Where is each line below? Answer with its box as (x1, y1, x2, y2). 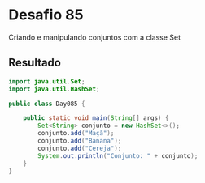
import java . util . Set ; (8, 77, 85, 86)
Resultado (8, 56, 61, 70)
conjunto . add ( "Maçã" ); (37, 130, 115, 138)
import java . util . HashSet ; (8, 85, 100, 93)
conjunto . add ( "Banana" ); (37, 137, 122, 145)
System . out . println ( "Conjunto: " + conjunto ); (37, 151, 198, 160)
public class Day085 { (8, 100, 85, 108)
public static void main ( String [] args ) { (23, 114, 169, 122)
